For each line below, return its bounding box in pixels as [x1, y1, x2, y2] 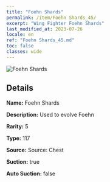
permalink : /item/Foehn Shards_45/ [6, 15, 97, 21]
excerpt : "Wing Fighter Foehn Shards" [6, 20, 105, 26]
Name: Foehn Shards [6, 99, 60, 107]
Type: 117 [6, 135, 30, 142]
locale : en [6, 32, 34, 38]
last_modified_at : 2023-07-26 [6, 26, 83, 32]
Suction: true [6, 158, 40, 165]
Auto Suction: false [6, 170, 56, 177]
